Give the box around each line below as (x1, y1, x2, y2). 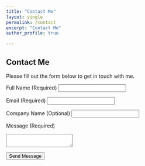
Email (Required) (6, 97, 46, 104)
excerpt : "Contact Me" (6, 25, 61, 31)
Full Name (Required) (6, 84, 57, 91)
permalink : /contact (6, 19, 57, 25)
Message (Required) (6, 122, 56, 129)
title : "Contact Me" (6, 8, 57, 15)
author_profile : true (6, 30, 59, 36)
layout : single (6, 14, 43, 20)
